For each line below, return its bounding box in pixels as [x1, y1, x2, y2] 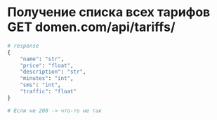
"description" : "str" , [20, 68, 86, 76]
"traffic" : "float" [20, 88, 77, 95]
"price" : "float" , [20, 62, 74, 69]
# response [7, 42, 39, 49]
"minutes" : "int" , [20, 75, 74, 82]
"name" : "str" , [20, 55, 65, 62]
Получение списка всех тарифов [7, 4, 211, 20]
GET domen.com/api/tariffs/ [7, 19, 176, 35]
